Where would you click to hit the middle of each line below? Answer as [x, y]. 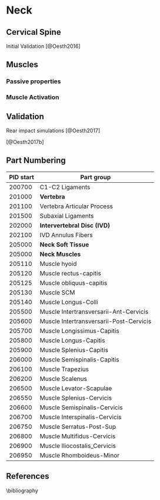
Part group [96, 177]
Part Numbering [36, 161]
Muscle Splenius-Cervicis [76, 397]
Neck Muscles [60, 254]
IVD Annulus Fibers [66, 235]
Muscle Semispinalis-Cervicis [81, 407]
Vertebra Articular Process [76, 206]
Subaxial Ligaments [67, 216]
